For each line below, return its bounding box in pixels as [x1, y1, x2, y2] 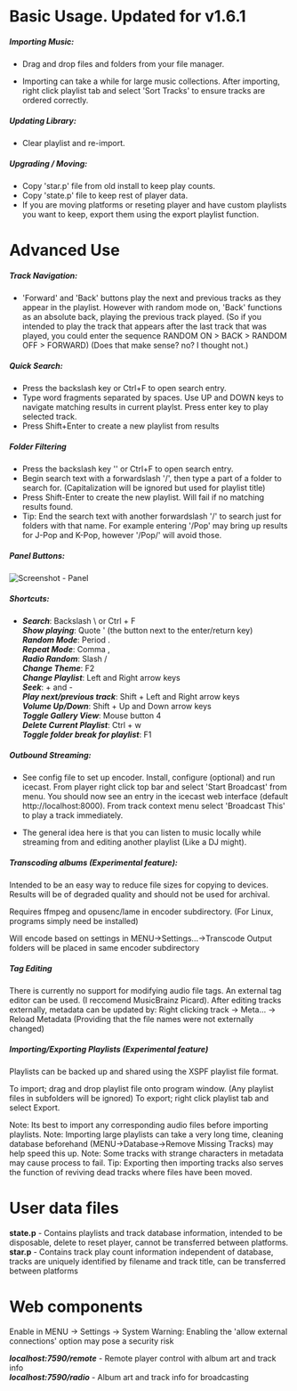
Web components [9, 1297, 143, 1317]
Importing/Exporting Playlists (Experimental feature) [9, 1043, 209, 1054]
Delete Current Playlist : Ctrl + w [21, 720, 142, 731]
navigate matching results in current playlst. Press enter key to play [21, 402, 269, 413]
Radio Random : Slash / [21, 653, 108, 665]
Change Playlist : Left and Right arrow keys [21, 673, 181, 683]
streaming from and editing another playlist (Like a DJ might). [21, 837, 247, 847]
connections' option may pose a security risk [9, 1335, 174, 1346]
